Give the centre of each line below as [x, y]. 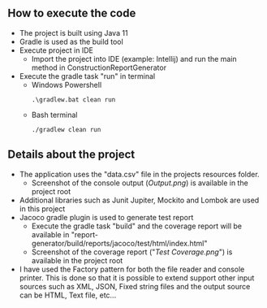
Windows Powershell [67, 85]
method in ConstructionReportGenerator [99, 67]
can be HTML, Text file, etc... [68, 295]
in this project [42, 208]
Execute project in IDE [56, 50]
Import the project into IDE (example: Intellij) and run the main [134, 59]
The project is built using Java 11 [73, 33]
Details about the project [71, 155]
